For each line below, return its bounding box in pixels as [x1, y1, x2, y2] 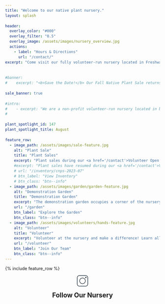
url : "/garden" [14, 205, 45, 210]
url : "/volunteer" [14, 241, 52, 246]
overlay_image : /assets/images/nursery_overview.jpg [9, 39, 120, 44]
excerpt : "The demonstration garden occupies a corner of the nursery [14, 199, 162, 205]
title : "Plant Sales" [14, 153, 58, 158]
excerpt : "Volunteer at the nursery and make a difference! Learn [14, 236, 153, 241]
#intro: [5, 101, 21, 106]
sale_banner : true [5, 91, 43, 96]
